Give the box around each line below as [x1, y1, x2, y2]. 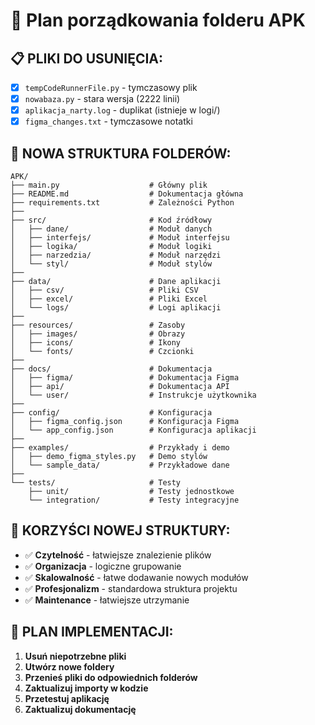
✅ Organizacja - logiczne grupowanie [24, 560, 182, 572]
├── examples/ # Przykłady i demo [10, 443, 230, 453]
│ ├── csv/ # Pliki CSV [10, 285, 199, 296]
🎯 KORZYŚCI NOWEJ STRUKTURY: [10, 522, 231, 539]
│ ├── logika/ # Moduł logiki [10, 242, 213, 252]
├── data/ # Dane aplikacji [10, 277, 222, 287]
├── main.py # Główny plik [10, 180, 208, 191]
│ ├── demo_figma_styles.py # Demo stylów [10, 452, 208, 462]
